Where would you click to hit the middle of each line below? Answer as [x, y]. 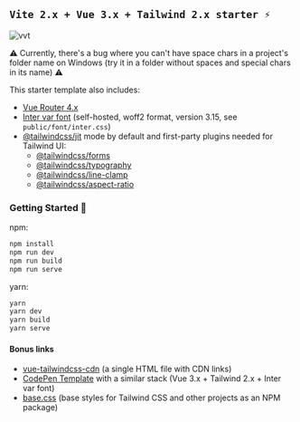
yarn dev [26, 312]
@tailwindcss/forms [73, 155]
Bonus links [32, 349]
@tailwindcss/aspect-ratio [85, 184]
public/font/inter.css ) [66, 126]
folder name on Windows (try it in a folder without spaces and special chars [150, 62]
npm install [32, 245]
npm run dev [32, 252]
